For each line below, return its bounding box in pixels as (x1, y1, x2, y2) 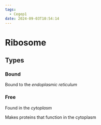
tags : (5, 7, 16, 12)
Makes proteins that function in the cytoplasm (5, 114, 97, 120)
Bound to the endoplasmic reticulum (5, 82, 77, 88)
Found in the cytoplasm (5, 105, 52, 110)
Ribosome (5, 37, 46, 48)
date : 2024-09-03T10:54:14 (5, 16, 59, 21)
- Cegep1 (9, 12, 27, 16)
